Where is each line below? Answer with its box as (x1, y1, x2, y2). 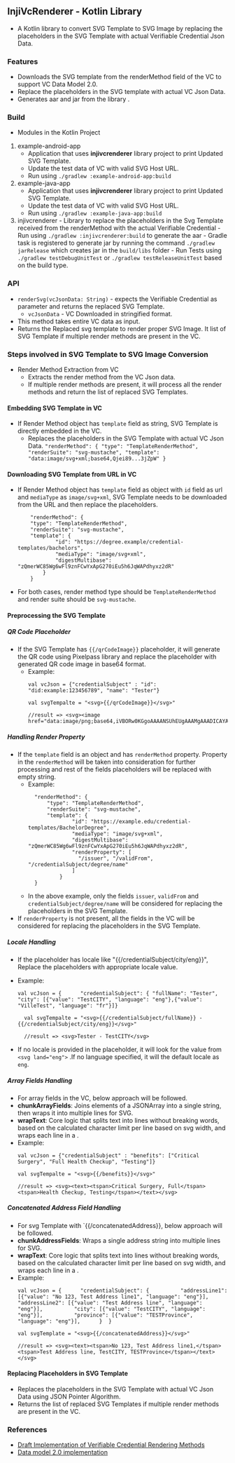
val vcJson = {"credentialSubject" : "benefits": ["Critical (17, 1152, 200, 1159)
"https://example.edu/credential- (90, 818, 191, 825)
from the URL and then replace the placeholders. (17, 501, 159, 509)
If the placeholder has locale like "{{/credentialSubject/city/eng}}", (17, 955, 208, 964)
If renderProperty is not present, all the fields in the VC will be (17, 914, 195, 922)
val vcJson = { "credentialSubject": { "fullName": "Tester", (17, 990, 218, 997)
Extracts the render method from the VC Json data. (27, 373, 176, 381)
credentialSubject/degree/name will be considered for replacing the (27, 899, 222, 908)
